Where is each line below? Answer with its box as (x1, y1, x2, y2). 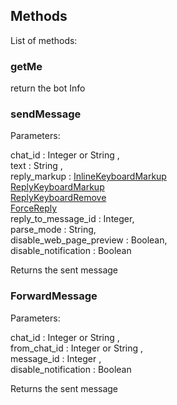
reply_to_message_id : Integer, (10, 213, 135, 225)
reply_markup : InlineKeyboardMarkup (10, 170, 167, 183)
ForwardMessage (10, 289, 98, 303)
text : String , (10, 160, 63, 172)
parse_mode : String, (10, 224, 97, 236)
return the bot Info (10, 82, 86, 94)
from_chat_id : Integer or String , (10, 342, 144, 354)
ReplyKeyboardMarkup (10, 181, 105, 193)
